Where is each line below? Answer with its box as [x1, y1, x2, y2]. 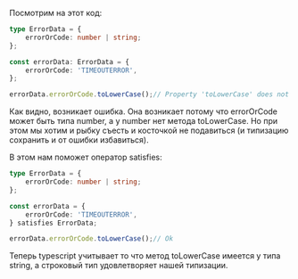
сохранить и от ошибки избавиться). [9, 135, 149, 145]
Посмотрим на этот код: [9, 8, 103, 18]
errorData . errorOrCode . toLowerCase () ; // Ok [9, 234, 174, 243]
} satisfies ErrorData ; [9, 218, 98, 227]
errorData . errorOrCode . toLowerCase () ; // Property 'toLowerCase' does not [9, 90, 290, 99]
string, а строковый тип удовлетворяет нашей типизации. [9, 260, 228, 271]
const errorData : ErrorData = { [9, 57, 129, 66]
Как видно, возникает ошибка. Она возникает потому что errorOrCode [9, 106, 278, 117]
